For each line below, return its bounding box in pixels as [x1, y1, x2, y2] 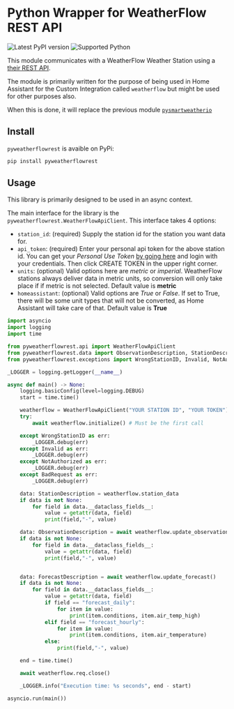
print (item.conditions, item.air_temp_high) [69, 612, 201, 619]
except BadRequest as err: [19, 471, 98, 478]
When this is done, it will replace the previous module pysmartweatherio [7, 105, 212, 114]
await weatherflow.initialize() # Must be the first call [32, 420, 204, 427]
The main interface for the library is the [7, 209, 120, 218]
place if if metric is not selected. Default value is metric [17, 282, 177, 290]
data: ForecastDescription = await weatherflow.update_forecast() [19, 573, 217, 580]
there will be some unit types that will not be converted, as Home [17, 296, 204, 305]
